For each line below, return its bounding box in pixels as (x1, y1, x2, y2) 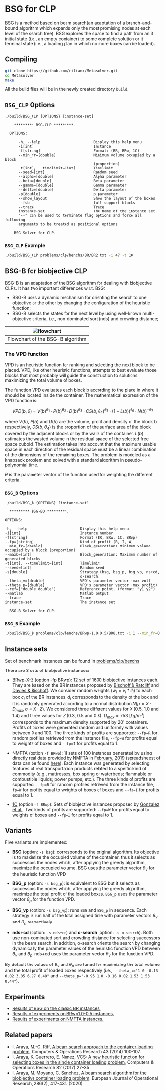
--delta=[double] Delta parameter (18, 187, 127, 192)
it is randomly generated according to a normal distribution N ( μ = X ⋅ (12, 700, 152, 706)
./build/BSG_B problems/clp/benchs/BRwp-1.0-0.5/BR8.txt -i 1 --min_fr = (5, 631, 158, 636)
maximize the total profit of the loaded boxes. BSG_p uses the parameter (12, 891, 158, 897)
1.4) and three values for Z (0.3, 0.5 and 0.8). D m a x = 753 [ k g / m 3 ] (12, 712, 145, 720)
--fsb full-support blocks (18, 200, 135, 206)
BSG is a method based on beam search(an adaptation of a (5, 20, 125, 26)
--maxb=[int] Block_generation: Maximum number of (5, 552, 158, 557)
